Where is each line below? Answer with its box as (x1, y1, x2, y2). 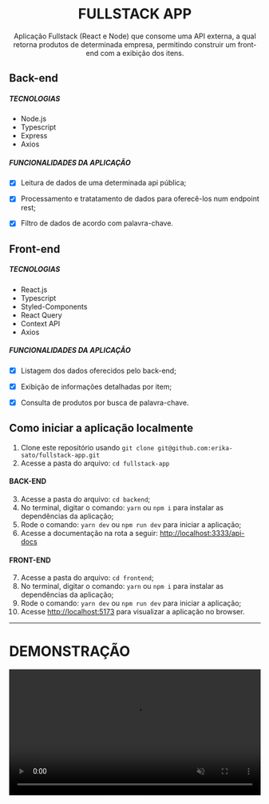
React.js (20, 285, 48, 294)
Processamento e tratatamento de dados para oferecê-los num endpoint (20, 194, 259, 204)
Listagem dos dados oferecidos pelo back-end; (20, 366, 176, 375)
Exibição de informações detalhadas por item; (20, 382, 172, 391)
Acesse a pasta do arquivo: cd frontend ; (20, 573, 154, 582)
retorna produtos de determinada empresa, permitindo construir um (13, 39, 236, 49)
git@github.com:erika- (157, 444, 233, 452)
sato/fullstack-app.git (20, 451, 101, 459)
